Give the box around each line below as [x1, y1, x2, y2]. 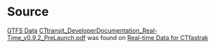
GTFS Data [7, 26, 38, 34]
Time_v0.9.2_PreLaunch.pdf [7, 33, 86, 41]
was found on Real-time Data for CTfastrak [87, 33, 209, 41]
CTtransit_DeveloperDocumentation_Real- [38, 26, 157, 34]
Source [7, 4, 49, 20]
